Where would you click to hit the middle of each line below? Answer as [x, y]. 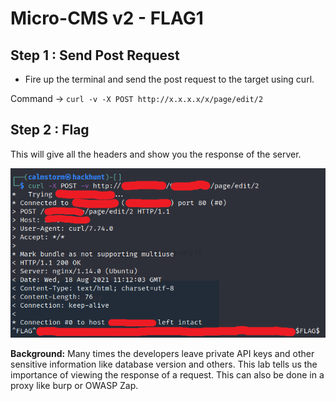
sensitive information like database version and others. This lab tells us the [164, 364]
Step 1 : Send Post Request [95, 55]
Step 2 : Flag [50, 130]
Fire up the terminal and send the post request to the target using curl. [169, 79]
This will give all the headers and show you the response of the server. [156, 154]
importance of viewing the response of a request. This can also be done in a [167, 375]
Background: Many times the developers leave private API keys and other [162, 354]
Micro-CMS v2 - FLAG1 [107, 18]
